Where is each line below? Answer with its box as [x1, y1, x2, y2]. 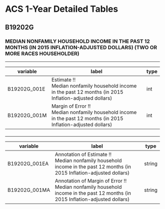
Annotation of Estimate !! [55, 151, 112, 158]
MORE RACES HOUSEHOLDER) [5, 50, 80, 57]
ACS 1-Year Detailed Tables [5, 3, 118, 15]
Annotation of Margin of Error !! [55, 177, 127, 184]
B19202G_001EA [7, 160, 49, 167]
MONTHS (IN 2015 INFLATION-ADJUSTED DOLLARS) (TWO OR [5, 44, 157, 51]
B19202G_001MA [7, 186, 51, 193]
